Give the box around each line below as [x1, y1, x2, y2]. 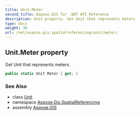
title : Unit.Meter [5, 7, 43, 12]
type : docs [5, 21, 28, 26]
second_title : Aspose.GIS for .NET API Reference [5, 12, 109, 17]
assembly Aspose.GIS [12, 104, 57, 110]
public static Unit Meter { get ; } [5, 71, 78, 76]
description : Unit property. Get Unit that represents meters [5, 16, 136, 21]
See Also [5, 82, 27, 89]
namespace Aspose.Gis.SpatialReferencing [12, 99, 100, 105]
